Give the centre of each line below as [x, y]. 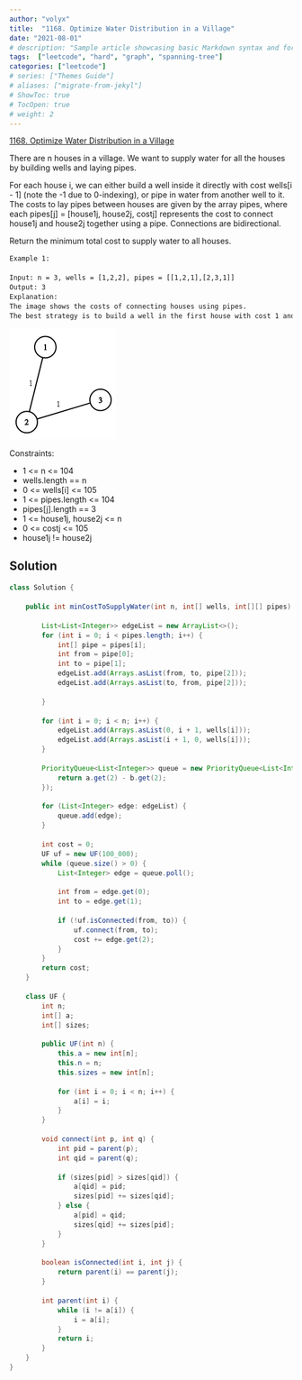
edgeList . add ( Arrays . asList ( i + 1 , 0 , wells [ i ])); [154, 740]
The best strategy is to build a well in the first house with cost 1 [144, 315]
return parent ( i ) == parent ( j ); [118, 1272]
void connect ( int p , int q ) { [98, 1139]
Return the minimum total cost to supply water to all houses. [120, 241]
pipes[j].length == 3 [59, 508]
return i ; [75, 1339]
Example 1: [30, 259]
